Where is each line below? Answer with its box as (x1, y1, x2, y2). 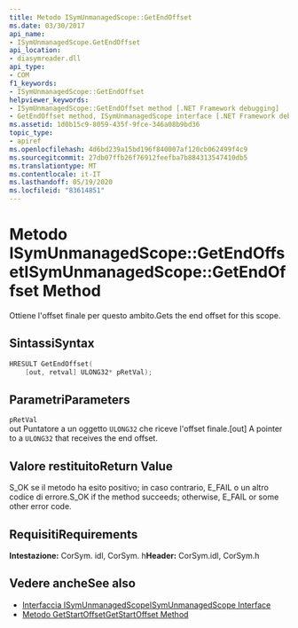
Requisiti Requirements (9, 527, 138, 542)
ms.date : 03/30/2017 (9, 21, 86, 30)
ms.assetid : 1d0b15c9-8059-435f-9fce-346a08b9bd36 (9, 121, 200, 130)
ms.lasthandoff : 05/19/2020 (9, 178, 114, 187)
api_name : (9, 29, 46, 38)
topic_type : (9, 129, 53, 137)
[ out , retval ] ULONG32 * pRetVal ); (25, 367, 153, 377)
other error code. (9, 501, 73, 512)
